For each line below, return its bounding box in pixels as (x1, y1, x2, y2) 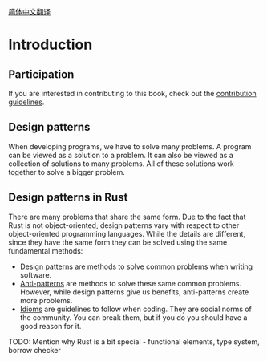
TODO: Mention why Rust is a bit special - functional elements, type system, (8, 336, 261, 347)
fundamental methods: (8, 245, 83, 255)
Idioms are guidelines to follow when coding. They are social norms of (19, 304, 253, 314)
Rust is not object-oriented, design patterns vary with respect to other (8, 220, 240, 230)
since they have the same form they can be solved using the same (8, 237, 228, 247)
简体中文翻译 (8, 7, 51, 16)
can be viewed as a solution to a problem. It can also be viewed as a (8, 150, 234, 160)
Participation (8, 67, 75, 81)
